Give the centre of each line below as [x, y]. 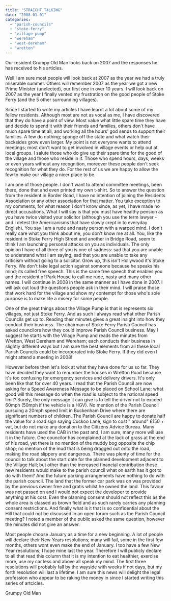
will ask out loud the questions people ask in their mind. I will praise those [82, 287]
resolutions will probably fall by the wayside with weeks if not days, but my [84, 567]
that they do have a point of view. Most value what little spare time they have [85, 120]
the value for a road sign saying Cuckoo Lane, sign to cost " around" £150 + [85, 421]
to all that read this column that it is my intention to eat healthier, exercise [82, 556]
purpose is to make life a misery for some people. [57, 298]
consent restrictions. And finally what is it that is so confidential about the [82, 508]
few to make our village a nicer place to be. [50, 175]
